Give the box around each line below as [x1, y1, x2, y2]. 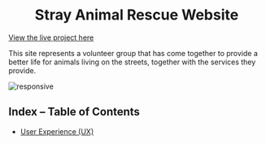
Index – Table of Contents [8, 105, 141, 119]
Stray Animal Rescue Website [34, 6, 239, 24]
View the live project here [8, 33, 94, 42]
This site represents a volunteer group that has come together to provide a [8, 48, 259, 58]
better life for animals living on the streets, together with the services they [8, 57, 256, 67]
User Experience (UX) [20, 126, 94, 136]
